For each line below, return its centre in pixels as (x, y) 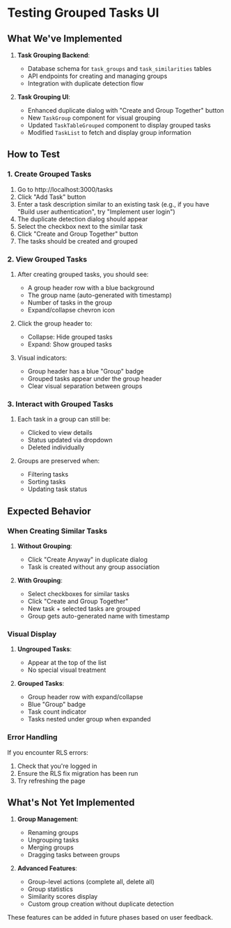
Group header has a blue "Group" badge (86, 371)
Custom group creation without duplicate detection (101, 904)
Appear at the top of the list (67, 663)
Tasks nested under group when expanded (89, 719)
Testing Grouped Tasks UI (83, 13)
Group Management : (48, 819)
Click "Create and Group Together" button (78, 234)
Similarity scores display (63, 897)
